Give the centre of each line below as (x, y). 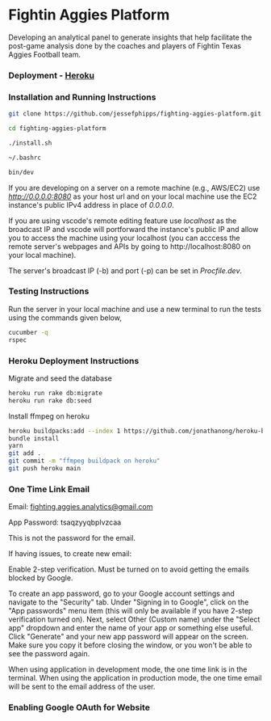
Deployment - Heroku (52, 75)
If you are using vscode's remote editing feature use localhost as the (123, 221)
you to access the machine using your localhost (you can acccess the (124, 238)
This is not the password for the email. (72, 538)
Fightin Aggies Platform (89, 15)
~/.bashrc (25, 158)
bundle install (34, 438)
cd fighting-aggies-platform (57, 129)
